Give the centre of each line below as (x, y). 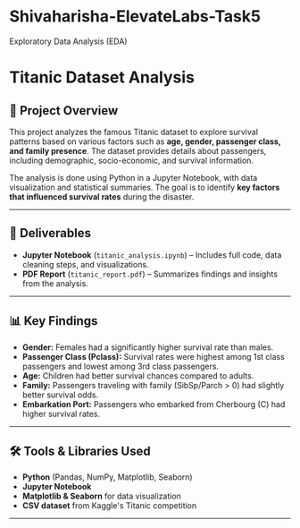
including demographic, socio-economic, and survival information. (132, 160)
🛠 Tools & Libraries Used (80, 451)
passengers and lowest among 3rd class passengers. (121, 366)
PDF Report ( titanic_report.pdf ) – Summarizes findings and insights (150, 274)
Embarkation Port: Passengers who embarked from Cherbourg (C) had (154, 404)
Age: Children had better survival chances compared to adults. (138, 375)
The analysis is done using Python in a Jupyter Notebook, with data (133, 177)
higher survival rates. (61, 413)
